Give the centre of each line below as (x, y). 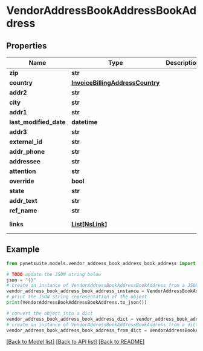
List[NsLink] (89, 224)
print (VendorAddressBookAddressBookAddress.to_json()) (77, 303)
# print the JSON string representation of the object (77, 297)
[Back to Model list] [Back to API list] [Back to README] (76, 342)
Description (183, 63)
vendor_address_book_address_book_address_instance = (76, 291)
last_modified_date (37, 122)
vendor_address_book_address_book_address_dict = (70, 319)
